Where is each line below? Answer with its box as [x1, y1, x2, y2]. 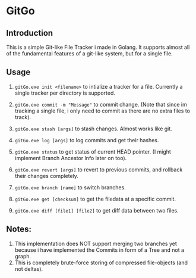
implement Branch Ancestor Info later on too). [14, 154, 127, 161]
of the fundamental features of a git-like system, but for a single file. [6, 50, 173, 57]
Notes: [6, 224, 31, 235]
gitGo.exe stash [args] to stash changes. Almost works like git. [14, 125, 172, 132]
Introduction [6, 28, 53, 38]
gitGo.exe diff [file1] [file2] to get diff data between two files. [14, 207, 179, 214]
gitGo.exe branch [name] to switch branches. [14, 183, 126, 191]
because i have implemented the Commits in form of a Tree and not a [14, 246, 185, 254]
